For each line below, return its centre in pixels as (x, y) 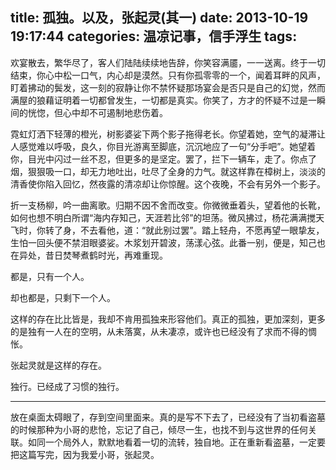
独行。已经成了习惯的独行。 (67, 386)
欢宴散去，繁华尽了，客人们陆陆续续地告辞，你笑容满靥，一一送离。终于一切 (168, 62)
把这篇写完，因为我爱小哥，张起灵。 (85, 454)
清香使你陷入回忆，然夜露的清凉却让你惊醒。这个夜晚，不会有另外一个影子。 (168, 184)
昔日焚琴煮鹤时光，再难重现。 (106, 255)
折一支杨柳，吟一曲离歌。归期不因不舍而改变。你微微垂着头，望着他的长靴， (168, 205)
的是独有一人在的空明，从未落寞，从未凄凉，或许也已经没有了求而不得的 (159, 331)
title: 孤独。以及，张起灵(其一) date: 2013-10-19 (159, 18)
